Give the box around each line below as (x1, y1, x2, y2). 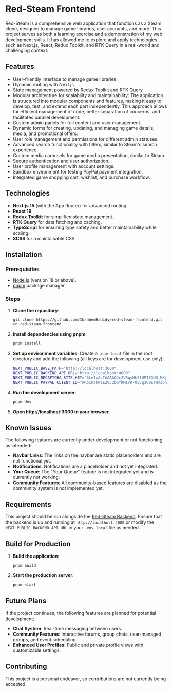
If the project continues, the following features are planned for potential (5, 610, 157, 616)
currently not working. (12, 474, 60, 480)
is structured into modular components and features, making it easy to (12, 98, 162, 104)
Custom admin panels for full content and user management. (12, 119, 142, 126)
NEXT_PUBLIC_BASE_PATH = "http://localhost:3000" (12, 366, 117, 371)
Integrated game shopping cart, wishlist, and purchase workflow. (12, 174, 150, 180)
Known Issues (5, 423, 52, 432)
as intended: (5, 443, 32, 449)
